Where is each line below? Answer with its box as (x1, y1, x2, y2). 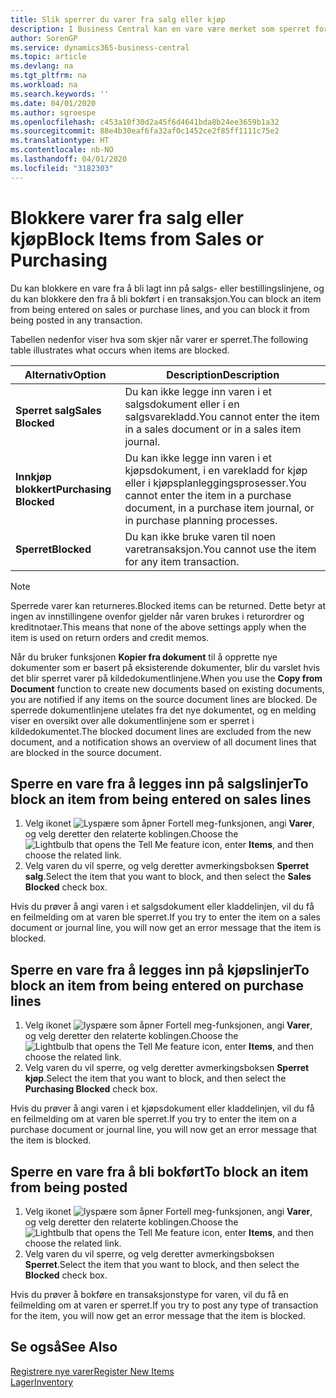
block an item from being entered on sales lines (10, 791, 312, 808)
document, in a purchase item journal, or (124, 501, 315, 515)
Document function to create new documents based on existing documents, (10, 682, 325, 695)
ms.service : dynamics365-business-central (10, 42, 190, 53)
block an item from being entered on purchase (10, 977, 305, 994)
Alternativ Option (24, 367, 107, 381)
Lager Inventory (10, 1376, 74, 1388)
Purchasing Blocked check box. (24, 1083, 158, 1095)
